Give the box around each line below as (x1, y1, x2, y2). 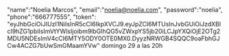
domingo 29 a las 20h (101, 42, 163, 49)
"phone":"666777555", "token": (7, 13, 97, 21)
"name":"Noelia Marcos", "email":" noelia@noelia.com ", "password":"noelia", (7, 6, 223, 13)
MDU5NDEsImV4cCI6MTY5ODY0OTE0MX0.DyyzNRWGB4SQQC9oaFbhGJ (7, 34, 221, 43)
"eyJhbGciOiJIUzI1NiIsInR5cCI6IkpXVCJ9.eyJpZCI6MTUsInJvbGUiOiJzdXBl (7, 20, 221, 28)
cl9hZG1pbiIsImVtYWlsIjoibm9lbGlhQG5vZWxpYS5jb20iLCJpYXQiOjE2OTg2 (7, 27, 221, 35)
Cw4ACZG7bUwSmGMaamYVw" (7, 42, 100, 49)
